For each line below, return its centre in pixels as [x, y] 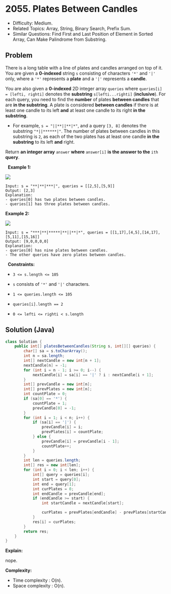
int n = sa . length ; [44, 356]
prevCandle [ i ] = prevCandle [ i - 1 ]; [80, 441]
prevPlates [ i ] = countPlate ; [72, 432]
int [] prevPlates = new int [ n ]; [58, 389]
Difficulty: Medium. [33, 23]
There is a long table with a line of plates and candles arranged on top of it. [84, 67]
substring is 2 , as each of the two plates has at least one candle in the [86, 136]
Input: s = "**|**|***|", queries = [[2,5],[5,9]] [60, 186]
